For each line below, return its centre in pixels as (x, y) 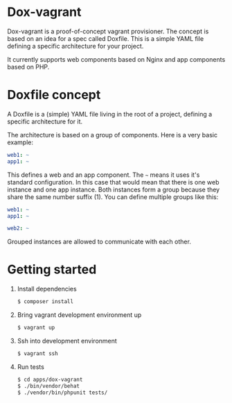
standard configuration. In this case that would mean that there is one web (113, 182)
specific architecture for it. (45, 121)
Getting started (52, 269)
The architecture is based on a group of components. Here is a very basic (113, 135)
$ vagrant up (36, 328)
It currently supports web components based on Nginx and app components (116, 59)
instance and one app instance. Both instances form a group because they (114, 189)
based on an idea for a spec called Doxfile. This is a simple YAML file (106, 38)
